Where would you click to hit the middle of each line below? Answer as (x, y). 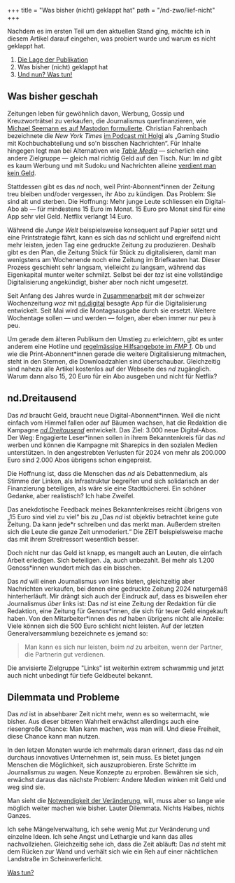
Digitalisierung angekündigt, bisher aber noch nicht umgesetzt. (98, 282)
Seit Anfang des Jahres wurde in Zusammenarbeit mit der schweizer (106, 295)
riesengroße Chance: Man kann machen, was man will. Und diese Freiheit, (114, 729)
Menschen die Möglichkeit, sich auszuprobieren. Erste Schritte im (102, 765)
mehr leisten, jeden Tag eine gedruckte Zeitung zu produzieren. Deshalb (112, 245)
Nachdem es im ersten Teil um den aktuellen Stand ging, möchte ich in (109, 31)
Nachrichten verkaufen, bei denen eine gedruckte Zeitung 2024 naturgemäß (117, 589)
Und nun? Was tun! (45, 74)
